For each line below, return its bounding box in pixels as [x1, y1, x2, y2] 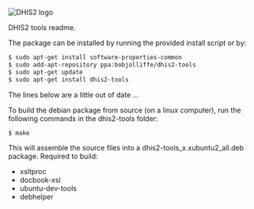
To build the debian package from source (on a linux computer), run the [8, 105, 241, 115]
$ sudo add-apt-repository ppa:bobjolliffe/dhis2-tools [8, 60, 196, 69]
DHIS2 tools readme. [8, 23, 76, 32]
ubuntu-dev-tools [19, 184, 78, 193]
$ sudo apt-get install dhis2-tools [8, 75, 129, 83]
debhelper [19, 192, 54, 202]
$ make [8, 129, 30, 137]
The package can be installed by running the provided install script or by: [8, 38, 247, 47]
